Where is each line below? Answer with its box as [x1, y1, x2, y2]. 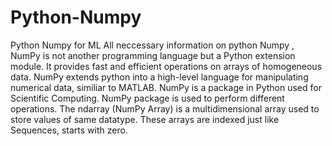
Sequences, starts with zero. [10, 124, 128, 136]
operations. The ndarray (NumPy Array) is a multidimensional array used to [10, 102, 320, 115]
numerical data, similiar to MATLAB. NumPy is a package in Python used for [10, 81, 322, 93]
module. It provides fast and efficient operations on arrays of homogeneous [10, 60, 323, 72]
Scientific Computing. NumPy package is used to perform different [10, 92, 285, 104]
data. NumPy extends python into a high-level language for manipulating [10, 71, 309, 83]
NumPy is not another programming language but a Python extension [10, 49, 296, 61]
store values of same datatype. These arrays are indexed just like [10, 113, 280, 125]
